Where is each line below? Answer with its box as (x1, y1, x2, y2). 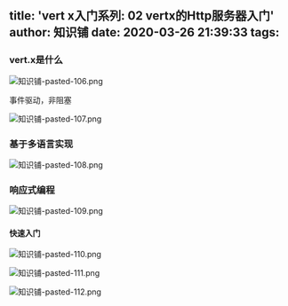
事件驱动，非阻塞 (9, 94, 72, 105)
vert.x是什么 (9, 54, 64, 67)
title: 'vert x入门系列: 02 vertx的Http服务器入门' (9, 8, 275, 24)
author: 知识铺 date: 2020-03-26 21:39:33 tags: (9, 25, 280, 40)
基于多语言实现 (9, 137, 74, 150)
